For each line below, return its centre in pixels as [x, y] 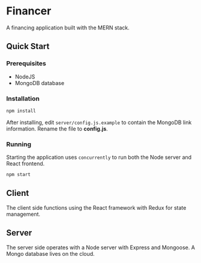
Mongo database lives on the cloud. [50, 253]
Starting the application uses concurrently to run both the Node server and [99, 158]
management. [23, 214]
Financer [29, 11]
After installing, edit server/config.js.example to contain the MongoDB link [99, 122]
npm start [19, 175]
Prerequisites [26, 64]
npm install [21, 111]
